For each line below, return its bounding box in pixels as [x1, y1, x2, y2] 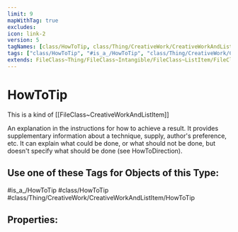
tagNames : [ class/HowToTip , [7, 43, 91, 50]
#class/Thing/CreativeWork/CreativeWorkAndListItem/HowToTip [7, 193, 195, 202]
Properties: [7, 214, 58, 226]
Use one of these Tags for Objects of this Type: [7, 167, 220, 179]
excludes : [7, 23, 37, 30]
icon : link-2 [7, 30, 46, 37]
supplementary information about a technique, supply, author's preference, [7, 132, 227, 140]
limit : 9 [7, 10, 33, 18]
